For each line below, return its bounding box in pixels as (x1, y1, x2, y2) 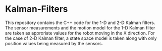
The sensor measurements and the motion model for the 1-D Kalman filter (5, 25, 156, 30)
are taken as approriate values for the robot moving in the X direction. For (5, 30, 155, 36)
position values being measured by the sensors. (5, 40, 103, 46)
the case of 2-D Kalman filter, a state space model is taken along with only (5, 35, 157, 41)
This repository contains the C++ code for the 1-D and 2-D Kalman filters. (5, 20, 155, 25)
